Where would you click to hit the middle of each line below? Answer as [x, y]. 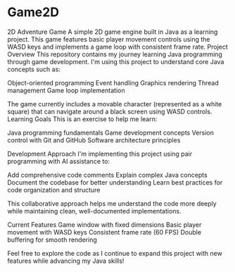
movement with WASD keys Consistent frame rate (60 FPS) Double [104, 232]
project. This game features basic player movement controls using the [109, 39]
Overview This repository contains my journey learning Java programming [115, 54]
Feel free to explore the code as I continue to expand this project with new [115, 253]
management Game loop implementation [66, 90]
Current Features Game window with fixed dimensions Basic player [104, 224]
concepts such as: [34, 69]
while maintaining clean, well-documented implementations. [94, 211]
